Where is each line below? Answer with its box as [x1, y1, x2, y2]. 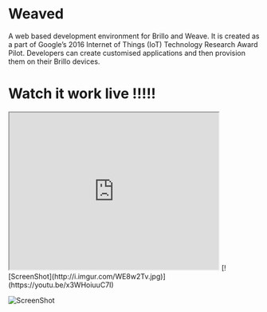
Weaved [8, 5, 65, 23]
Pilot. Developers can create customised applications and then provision [8, 48, 245, 57]
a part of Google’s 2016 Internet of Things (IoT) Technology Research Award [8, 39, 258, 49]
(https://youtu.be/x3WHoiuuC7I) [8, 280, 114, 290]
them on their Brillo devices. [8, 57, 100, 66]
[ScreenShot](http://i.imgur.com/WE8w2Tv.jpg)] [8, 271, 166, 281]
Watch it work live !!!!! [8, 85, 157, 103]
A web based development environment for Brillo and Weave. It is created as [8, 31, 260, 41]
